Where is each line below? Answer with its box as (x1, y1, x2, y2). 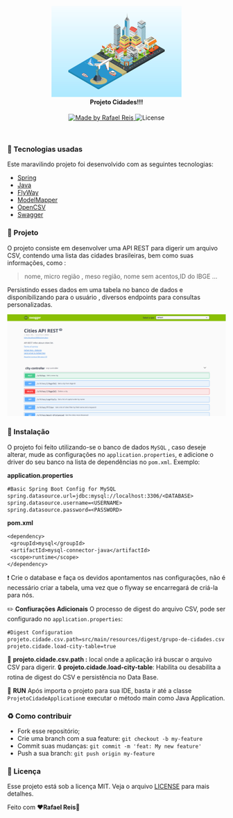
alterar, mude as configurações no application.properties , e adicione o (7, 450, 214, 458)
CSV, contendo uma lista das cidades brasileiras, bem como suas (7, 251, 194, 259)
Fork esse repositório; (17, 727, 80, 735)
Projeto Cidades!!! (89, 98, 144, 106)
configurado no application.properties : (7, 614, 123, 623)
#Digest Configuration (7, 629, 73, 636)
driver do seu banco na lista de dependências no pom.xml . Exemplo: (7, 458, 200, 466)
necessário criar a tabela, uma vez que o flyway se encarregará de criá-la (7, 583, 218, 591)
